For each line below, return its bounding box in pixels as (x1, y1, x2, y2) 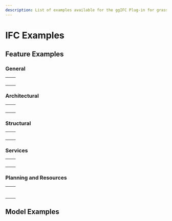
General (5, 65, 26, 72)
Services (5, 147, 28, 154)
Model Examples (5, 208, 60, 216)
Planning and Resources (5, 174, 68, 182)
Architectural (5, 93, 39, 100)
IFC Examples (5, 29, 65, 41)
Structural (5, 120, 31, 127)
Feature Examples (5, 50, 64, 59)
